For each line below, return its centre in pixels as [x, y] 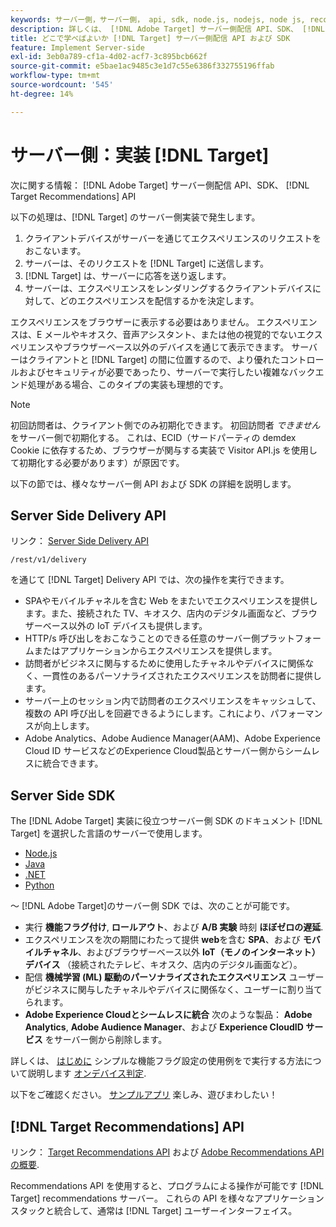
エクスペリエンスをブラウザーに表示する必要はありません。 [132, 322]
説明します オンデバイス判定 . [87, 1073]
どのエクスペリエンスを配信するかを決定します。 [159, 300]
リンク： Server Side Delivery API [80, 541]
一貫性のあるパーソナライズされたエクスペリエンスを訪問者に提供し [182, 676]
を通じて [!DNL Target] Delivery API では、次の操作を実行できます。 [150, 580]
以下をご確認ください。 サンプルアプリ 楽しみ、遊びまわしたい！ [144, 1095]
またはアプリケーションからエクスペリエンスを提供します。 [155, 651]
